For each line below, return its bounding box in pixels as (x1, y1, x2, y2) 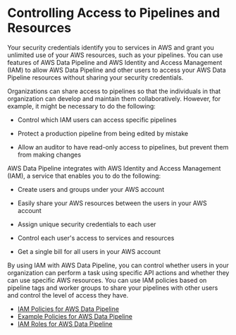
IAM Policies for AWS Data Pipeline (17, 305, 120, 313)
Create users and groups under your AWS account (17, 185, 164, 193)
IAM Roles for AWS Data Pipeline (17, 319, 113, 328)
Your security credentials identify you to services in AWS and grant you (7, 43, 215, 51)
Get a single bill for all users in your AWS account (17, 247, 161, 255)
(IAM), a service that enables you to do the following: (7, 171, 161, 180)
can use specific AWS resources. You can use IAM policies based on (7, 276, 207, 284)
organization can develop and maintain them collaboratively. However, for (7, 94, 221, 103)
